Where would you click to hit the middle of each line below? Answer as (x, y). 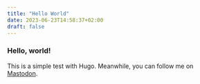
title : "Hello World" (38, 14)
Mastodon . (22, 73)
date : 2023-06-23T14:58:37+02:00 (55, 20)
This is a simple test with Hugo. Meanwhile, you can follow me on (100, 66)
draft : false (26, 26)
